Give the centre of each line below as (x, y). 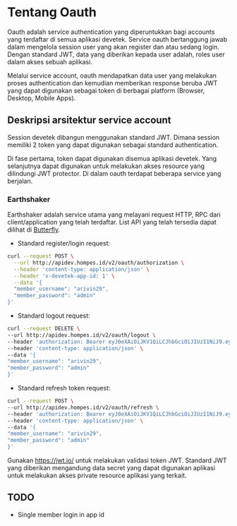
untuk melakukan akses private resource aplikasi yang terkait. (97, 476)
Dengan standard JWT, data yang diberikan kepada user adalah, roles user (116, 54)
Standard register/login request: (64, 244)
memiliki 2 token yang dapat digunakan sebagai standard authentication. (113, 145)
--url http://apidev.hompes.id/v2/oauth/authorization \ (99, 263)
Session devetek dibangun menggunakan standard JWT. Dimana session (114, 137)
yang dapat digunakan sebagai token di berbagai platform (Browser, (106, 90)
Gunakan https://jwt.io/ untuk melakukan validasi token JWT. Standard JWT (117, 460)
